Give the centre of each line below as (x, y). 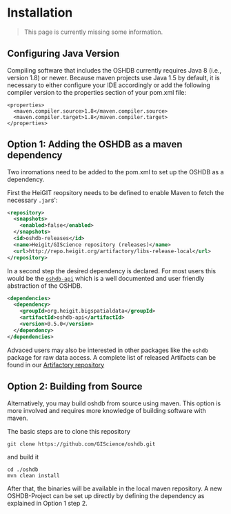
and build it (23, 457)
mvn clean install (33, 475)
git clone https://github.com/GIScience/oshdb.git (81, 444)
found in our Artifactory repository (56, 365)
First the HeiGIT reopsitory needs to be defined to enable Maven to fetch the (115, 192)
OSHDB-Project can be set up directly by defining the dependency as (106, 495)
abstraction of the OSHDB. (45, 286)
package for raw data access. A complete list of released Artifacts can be (111, 357)
